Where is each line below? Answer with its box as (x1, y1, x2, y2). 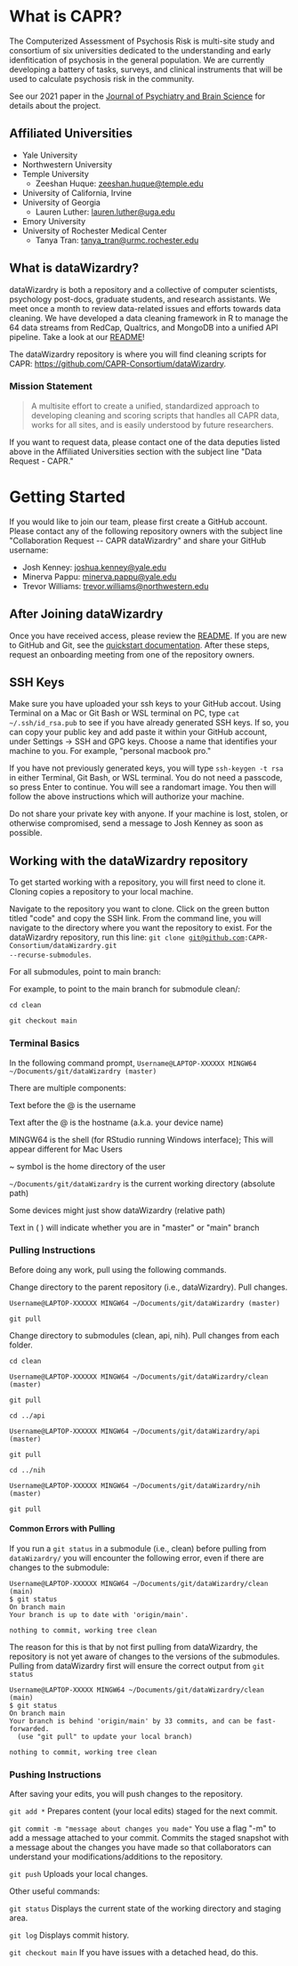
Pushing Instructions (9, 1768, 102, 1781)
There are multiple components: (9, 1082, 126, 1093)
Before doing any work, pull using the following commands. (9, 1264, 227, 1274)
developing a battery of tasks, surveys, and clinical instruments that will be (9, 64, 283, 75)
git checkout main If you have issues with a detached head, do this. (9, 1947, 259, 1958)
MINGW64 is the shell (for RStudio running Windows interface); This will (9, 1134, 274, 1145)
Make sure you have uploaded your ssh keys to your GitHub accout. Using (9, 699, 282, 709)
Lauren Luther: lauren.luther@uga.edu (35, 206, 175, 217)
